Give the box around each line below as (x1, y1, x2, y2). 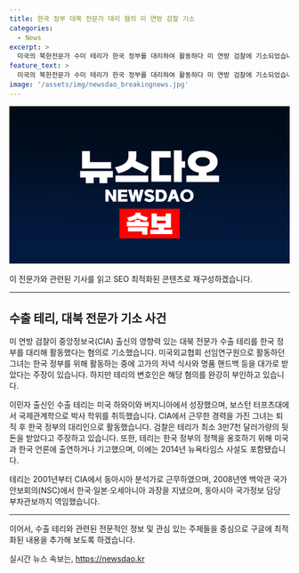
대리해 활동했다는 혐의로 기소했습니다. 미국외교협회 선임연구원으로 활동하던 (25, 347, 286, 358)
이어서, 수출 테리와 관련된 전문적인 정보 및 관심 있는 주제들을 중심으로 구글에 (9, 523, 273, 534)
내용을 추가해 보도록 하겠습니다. (25, 535, 135, 545)
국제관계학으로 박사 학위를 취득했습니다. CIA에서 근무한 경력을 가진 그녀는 (18, 410, 274, 422)
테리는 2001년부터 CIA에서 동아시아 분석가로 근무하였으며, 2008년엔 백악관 (9, 474, 271, 485)
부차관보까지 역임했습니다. (9, 496, 101, 507)
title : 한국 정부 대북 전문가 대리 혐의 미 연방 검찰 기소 (9, 14, 196, 23)
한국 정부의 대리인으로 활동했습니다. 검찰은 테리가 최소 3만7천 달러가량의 (28, 422, 280, 432)
